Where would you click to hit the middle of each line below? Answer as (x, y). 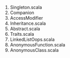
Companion (22, 13)
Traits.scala (22, 34)
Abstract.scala (25, 29)
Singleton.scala (26, 7)
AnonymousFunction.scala (38, 45)
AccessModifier (26, 18)
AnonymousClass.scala (34, 50)
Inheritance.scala (28, 23)
